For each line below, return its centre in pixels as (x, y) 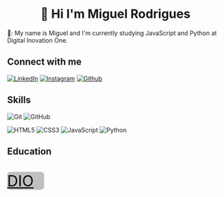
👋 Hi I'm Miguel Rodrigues (115, 14)
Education (30, 151)
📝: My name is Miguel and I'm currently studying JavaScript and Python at (112, 33)
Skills (19, 100)
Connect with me (45, 62)
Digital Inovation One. (37, 40)
